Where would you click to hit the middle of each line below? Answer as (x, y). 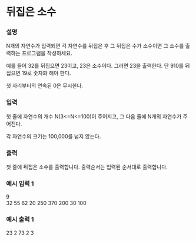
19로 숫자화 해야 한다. (46, 73)
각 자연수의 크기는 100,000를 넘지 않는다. (54, 136)
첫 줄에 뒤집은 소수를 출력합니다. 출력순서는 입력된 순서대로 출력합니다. (87, 167)
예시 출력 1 (20, 220)
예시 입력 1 (20, 184)
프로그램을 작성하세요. (47, 53)
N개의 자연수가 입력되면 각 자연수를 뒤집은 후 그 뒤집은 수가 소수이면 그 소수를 (95, 46)
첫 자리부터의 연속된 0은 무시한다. (45, 85)
